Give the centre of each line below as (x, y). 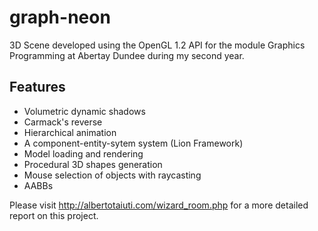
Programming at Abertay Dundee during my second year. (127, 55)
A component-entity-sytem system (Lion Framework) (133, 143)
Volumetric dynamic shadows (84, 111)
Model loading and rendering (83, 153)
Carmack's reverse (63, 122)
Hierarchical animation (70, 132)
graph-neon (60, 17)
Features (37, 87)
